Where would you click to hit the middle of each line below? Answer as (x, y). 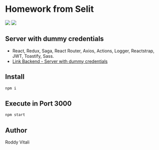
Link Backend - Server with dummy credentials (60, 61)
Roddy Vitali (17, 142)
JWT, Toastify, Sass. (33, 56)
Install (15, 77)
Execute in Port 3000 (39, 103)
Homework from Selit (49, 9)
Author (16, 130)
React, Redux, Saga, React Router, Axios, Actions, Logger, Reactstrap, (83, 51)
